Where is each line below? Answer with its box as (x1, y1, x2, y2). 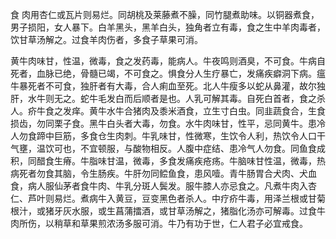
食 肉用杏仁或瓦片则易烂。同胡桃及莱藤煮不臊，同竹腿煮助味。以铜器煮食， (10, 9, 320, 20)
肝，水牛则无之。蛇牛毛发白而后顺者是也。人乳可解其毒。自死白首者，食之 (10, 93, 317, 104)
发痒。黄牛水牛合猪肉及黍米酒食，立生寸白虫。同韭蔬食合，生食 (62, 105, 326, 117)
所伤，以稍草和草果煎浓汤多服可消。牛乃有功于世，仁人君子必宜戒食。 (18, 218, 308, 229)
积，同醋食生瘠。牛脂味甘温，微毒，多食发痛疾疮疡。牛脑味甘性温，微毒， (10, 155, 317, 167)
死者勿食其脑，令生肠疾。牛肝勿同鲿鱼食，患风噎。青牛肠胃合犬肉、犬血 (18, 168, 317, 179)
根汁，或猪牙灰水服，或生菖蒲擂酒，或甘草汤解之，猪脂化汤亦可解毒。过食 (10, 205, 317, 217)
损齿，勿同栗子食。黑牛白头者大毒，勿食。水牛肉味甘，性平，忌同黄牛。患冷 (10, 118, 326, 129)
